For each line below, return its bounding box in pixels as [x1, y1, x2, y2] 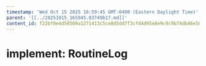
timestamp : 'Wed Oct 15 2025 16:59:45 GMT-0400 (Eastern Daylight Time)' [6, 9, 199, 15]
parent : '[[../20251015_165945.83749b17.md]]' [6, 15, 128, 21]
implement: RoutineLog [6, 46, 128, 61]
